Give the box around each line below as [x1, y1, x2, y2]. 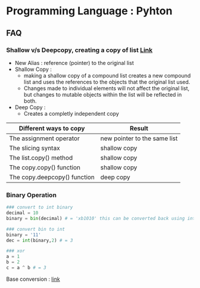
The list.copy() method [9, 153, 73, 162]
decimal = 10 [6, 210, 39, 216]
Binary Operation [6, 191, 57, 199]
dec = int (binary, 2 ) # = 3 [6, 237, 73, 243]
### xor [6, 248, 26, 254]
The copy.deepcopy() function [9, 173, 95, 181]
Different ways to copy [18, 124, 85, 132]
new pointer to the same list [100, 134, 178, 143]
